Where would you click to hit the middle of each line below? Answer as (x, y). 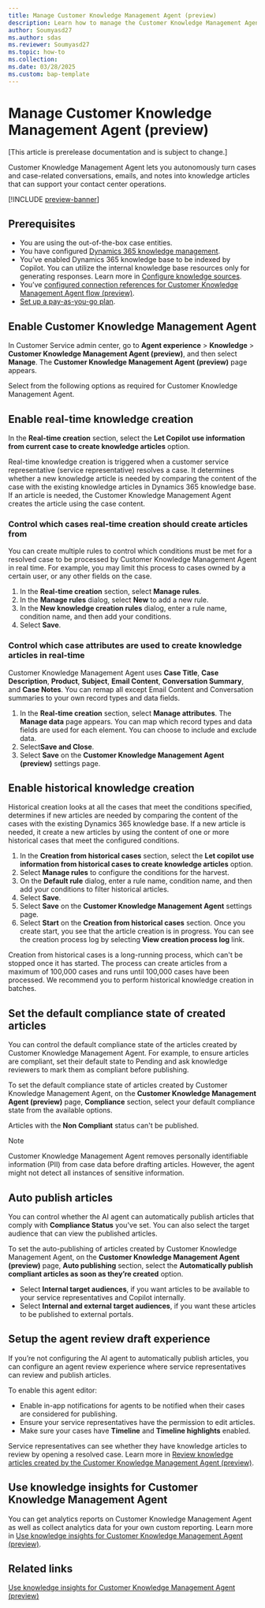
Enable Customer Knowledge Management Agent (132, 326)
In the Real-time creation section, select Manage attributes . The (125, 713)
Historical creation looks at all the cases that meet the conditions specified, (130, 807)
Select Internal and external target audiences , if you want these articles (138, 1306)
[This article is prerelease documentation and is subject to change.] (118, 151)
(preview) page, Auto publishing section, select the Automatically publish (131, 1266)
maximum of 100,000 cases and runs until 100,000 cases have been (119, 972)
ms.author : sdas (35, 37)
